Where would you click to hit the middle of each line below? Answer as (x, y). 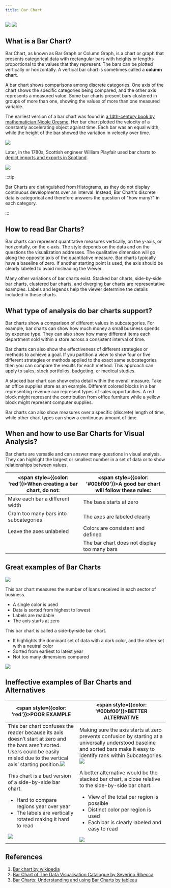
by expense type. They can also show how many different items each (78, 334)
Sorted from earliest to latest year (48, 651)
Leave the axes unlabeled (38, 531)
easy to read (103, 828)
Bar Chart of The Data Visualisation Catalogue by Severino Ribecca (83, 875)
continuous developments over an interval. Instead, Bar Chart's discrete (81, 192)
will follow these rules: (123, 490)
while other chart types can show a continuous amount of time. (72, 418)
